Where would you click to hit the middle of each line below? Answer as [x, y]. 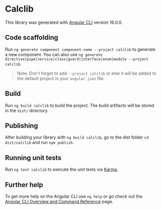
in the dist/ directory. [27, 111]
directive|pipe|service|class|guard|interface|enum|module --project [77, 59]
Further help [24, 185]
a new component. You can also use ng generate [54, 54]
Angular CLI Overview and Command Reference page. [59, 201]
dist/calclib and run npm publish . [40, 143]
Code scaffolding [32, 38]
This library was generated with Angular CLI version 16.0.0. [64, 22]
